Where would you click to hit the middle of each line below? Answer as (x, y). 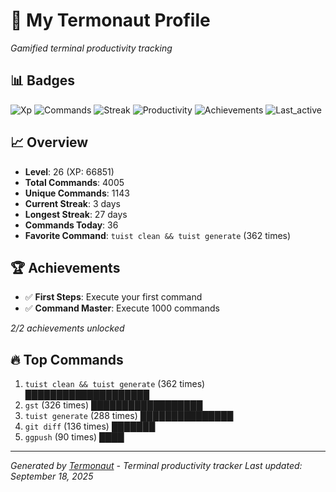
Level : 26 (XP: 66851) (69, 171)
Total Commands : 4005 (74, 182)
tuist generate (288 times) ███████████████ (129, 416)
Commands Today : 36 (71, 225)
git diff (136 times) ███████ (90, 426)
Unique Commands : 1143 (77, 193)
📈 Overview (49, 142)
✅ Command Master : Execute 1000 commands (122, 308)
